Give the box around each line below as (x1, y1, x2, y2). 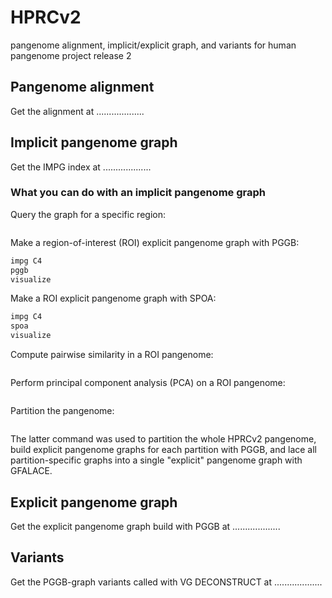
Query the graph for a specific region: (10, 208, 166, 220)
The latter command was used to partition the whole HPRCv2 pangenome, (10, 433, 317, 445)
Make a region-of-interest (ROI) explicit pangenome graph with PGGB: (10, 236, 300, 248)
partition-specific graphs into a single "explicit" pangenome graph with (10, 454, 303, 466)
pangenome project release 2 (10, 49, 132, 61)
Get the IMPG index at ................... (10, 161, 152, 173)
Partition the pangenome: (10, 405, 115, 417)
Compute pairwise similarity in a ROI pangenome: (10, 349, 214, 361)
